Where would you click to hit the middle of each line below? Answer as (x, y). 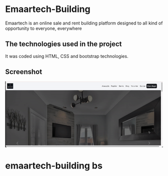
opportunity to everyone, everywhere (44, 28)
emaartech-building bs (54, 165)
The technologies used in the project (63, 44)
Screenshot (24, 72)
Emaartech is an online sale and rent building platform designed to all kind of (84, 23)
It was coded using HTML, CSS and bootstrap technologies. (67, 56)
